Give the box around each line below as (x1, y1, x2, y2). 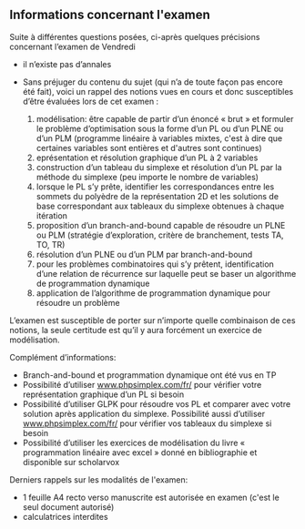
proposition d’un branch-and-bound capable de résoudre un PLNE (36, 219, 286, 230)
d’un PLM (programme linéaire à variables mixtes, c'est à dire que (36, 132, 283, 144)
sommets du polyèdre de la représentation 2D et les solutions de (36, 190, 280, 201)
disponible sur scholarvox (22, 456, 120, 467)
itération (36, 209, 68, 221)
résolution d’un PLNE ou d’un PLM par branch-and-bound (36, 249, 253, 259)
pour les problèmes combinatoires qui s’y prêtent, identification (36, 259, 275, 270)
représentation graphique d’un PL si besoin (22, 389, 185, 400)
